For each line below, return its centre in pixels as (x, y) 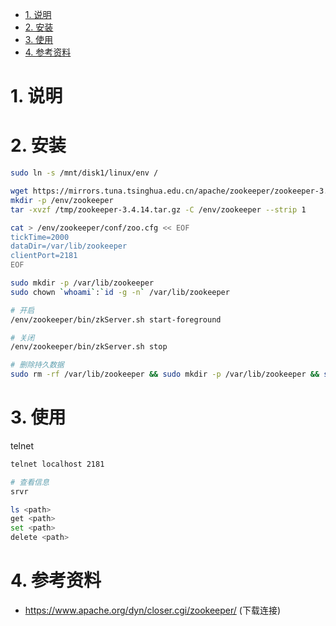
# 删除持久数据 (37, 365)
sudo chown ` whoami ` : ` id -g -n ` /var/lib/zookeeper (120, 292)
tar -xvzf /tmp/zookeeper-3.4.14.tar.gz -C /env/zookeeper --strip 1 (158, 209)
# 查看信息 (30, 482)
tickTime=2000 (40, 237)
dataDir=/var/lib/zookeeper (69, 246)
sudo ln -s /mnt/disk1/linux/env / (84, 173)
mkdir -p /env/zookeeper (62, 200)
